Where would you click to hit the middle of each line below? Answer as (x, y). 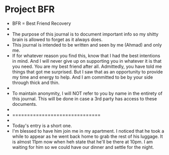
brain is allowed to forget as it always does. (57, 40)
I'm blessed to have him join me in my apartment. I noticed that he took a (88, 131)
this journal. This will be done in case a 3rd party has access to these (84, 99)
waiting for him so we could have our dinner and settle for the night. (83, 147)
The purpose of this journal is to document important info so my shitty (85, 34)
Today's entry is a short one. (42, 126)
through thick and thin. (36, 83)
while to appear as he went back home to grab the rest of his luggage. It (88, 136)
